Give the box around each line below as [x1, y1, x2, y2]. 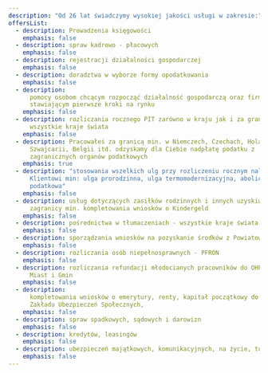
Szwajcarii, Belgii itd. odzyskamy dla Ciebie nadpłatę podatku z [29, 145, 255, 153]
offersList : [8, 19, 48, 27]
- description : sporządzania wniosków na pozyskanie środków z [15, 234, 230, 242]
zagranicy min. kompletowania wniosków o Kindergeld [29, 204, 209, 212]
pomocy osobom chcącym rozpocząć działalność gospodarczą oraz [29, 93, 245, 101]
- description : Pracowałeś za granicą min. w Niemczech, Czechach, [15, 137, 245, 146]
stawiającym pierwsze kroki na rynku [29, 100, 156, 108]
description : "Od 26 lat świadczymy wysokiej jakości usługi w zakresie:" [8, 11, 262, 20]
